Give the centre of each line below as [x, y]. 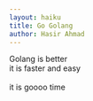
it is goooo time [38, 87]
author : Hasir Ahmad [47, 34]
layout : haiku [35, 17]
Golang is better [39, 59]
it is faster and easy [45, 68]
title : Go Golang [41, 26]
